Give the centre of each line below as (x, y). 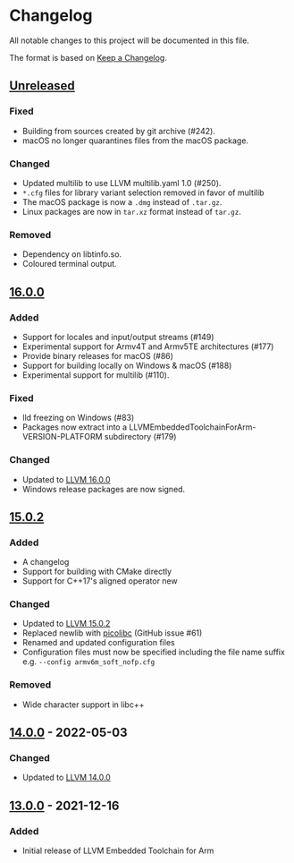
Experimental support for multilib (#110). (96, 375)
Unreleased (42, 86)
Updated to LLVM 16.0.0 (66, 479)
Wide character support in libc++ (83, 705)
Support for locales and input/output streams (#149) (118, 337)
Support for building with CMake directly (97, 572)
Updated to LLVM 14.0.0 (67, 778)
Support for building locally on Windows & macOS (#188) (127, 365)
